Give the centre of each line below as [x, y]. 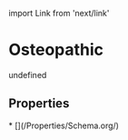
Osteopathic [56, 50]
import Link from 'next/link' [59, 13]
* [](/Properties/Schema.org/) [64, 125]
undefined [28, 75]
